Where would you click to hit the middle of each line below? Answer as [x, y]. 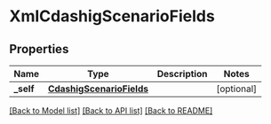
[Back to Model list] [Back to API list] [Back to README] [111, 111]
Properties [39, 49]
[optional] [237, 89]
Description [182, 74]
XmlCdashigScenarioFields [112, 16]
